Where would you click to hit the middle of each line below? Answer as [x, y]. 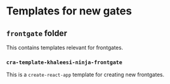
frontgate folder [37, 33]
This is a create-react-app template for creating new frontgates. [85, 75]
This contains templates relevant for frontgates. [65, 47]
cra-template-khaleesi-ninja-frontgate [64, 62]
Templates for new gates [69, 11]
